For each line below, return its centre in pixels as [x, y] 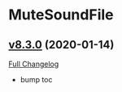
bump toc [36, 79]
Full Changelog [34, 64]
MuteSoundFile [61, 15]
